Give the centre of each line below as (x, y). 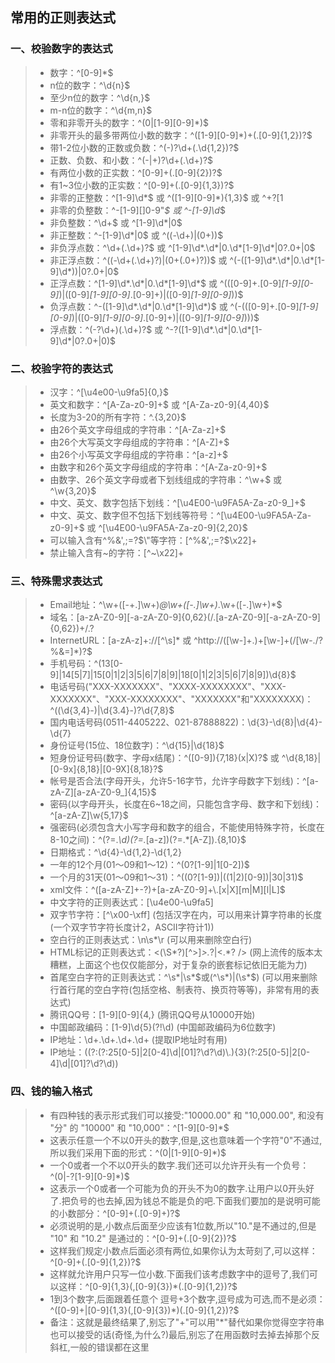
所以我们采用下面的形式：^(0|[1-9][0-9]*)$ (138, 1152)
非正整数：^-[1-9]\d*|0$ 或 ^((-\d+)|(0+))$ (136, 235)
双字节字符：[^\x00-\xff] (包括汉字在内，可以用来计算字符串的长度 (186, 915)
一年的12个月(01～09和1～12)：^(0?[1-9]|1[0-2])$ (149, 865)
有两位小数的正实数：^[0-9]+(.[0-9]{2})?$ (136, 172)
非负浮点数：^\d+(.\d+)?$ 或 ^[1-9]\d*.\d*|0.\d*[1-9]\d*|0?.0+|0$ (182, 247)
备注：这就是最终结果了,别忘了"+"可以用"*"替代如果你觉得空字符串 (187, 1322)
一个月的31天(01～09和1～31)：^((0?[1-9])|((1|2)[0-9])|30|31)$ (176, 877)
